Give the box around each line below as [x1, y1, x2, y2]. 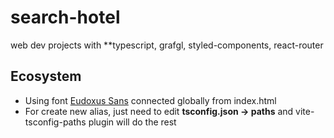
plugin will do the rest [88, 116, 177, 128]
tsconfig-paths [24, 116, 87, 128]
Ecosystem [10, 68, 82, 85]
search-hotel [10, 6, 121, 29]
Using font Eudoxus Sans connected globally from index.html [24, 94, 277, 106]
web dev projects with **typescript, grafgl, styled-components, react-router [10, 39, 324, 51]
